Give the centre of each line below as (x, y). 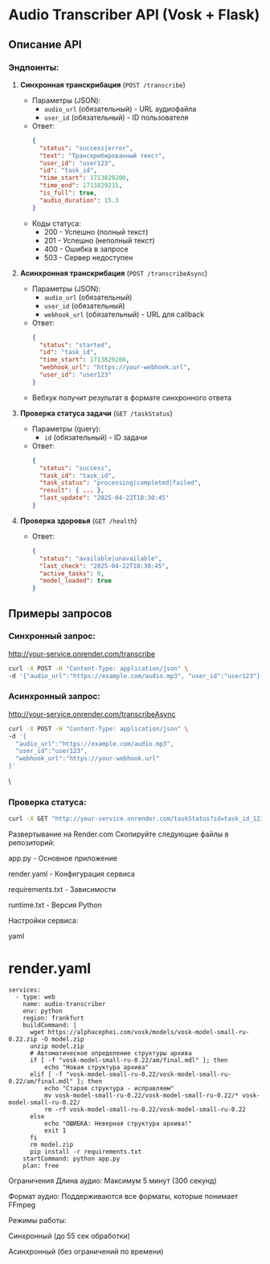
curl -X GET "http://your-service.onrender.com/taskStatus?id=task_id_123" (138, 819)
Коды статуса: (57, 223)
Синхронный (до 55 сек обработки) (70, 1236)
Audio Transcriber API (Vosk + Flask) (134, 15)
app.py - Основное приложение (63, 858)
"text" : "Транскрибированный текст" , (102, 155)
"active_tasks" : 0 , (72, 573)
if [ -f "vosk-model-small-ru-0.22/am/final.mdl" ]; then (129, 1061)
